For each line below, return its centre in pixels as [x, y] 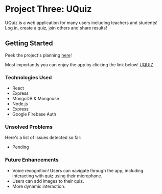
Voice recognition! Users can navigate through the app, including [78, 170]
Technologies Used [29, 77]
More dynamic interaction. [39, 186]
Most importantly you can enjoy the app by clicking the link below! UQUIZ [79, 64]
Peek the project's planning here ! [38, 55]
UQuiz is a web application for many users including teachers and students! [81, 23]
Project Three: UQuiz [48, 9]
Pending [21, 147]
